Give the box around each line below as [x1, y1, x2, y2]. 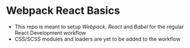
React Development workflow [14, 29, 86, 36]
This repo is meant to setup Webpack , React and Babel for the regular [14, 23, 184, 30]
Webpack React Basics [6, 4, 120, 17]
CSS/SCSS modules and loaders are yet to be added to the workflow [14, 35, 181, 42]
